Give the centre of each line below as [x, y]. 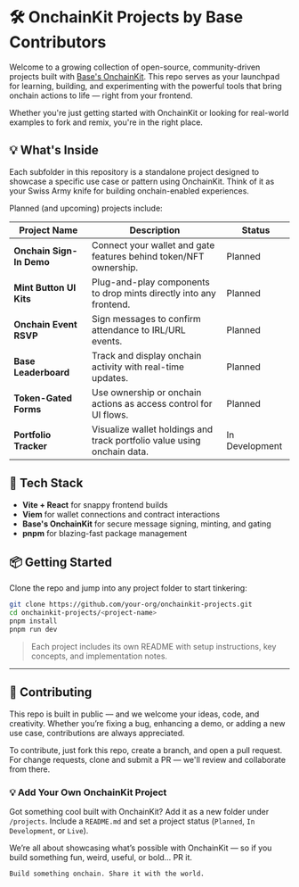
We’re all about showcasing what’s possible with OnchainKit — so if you [141, 848]
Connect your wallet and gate [154, 245]
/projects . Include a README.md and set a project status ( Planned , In [132, 821]
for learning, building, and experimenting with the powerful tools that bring [145, 86]
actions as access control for [152, 403]
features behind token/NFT [148, 256]
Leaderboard [41, 372]
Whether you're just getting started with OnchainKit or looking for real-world [149, 112]
